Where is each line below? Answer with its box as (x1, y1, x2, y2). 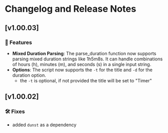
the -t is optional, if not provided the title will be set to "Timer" (20, 77, 152, 83)
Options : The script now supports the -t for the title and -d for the (12, 66, 153, 73)
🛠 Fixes (5, 108, 25, 115)
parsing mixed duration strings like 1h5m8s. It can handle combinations (12, 56, 163, 62)
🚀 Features (5, 39, 32, 46)
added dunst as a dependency (12, 121, 77, 128)
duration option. (12, 72, 46, 78)
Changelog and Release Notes (5, 3, 137, 15)
